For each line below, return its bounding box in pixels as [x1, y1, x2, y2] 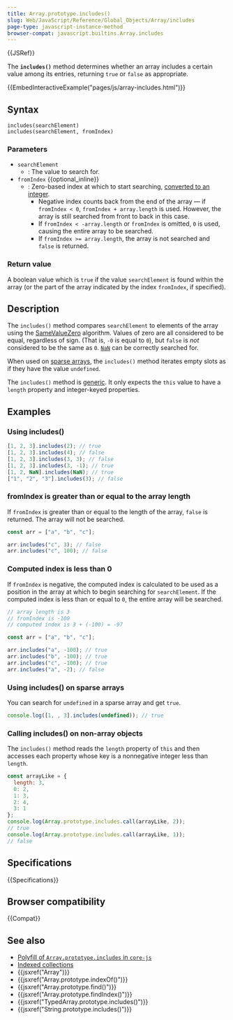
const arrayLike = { [7, 773, 68, 780]
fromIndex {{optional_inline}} [17, 175, 100, 184]
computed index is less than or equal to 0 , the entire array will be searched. [7, 595, 223, 603]
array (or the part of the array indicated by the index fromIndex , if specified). [7, 282, 227, 291]
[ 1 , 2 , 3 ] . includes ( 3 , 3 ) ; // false [7, 456, 114, 462]
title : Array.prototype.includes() [7, 10, 111, 17]
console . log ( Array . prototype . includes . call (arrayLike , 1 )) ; [7, 831, 186, 838]
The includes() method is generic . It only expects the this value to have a [7, 378, 221, 386]
